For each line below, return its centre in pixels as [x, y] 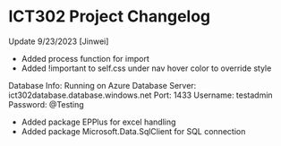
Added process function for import [85, 58]
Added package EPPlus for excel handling [98, 122]
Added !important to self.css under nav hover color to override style [146, 68]
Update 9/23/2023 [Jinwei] [59, 41]
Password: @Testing [46, 104]
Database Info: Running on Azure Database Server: [102, 85]
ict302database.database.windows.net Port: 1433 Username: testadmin [141, 95]
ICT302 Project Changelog [110, 17]
